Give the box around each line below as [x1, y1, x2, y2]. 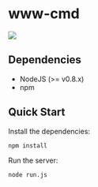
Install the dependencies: [8, 126, 91, 136]
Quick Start [8, 106, 66, 119]
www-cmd [8, 5, 81, 23]
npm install [8, 141, 47, 150]
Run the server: [8, 155, 58, 165]
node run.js [8, 170, 47, 178]
